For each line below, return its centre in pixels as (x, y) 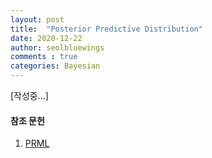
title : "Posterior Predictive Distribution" (106, 29)
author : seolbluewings (57, 47)
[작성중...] (29, 95)
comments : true (44, 57)
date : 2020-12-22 (46, 38)
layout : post (37, 19)
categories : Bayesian (55, 66)
